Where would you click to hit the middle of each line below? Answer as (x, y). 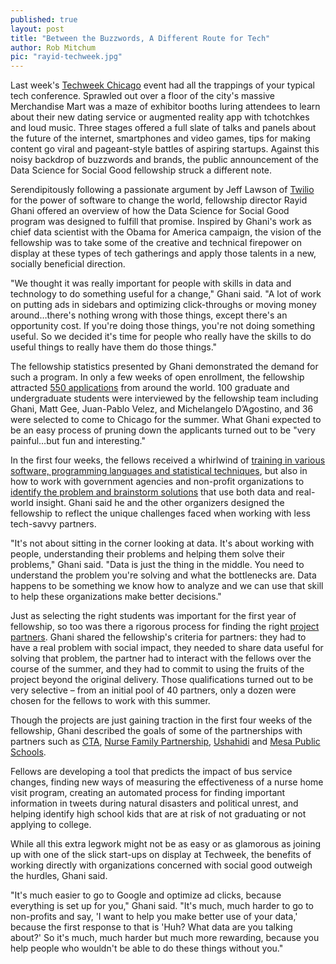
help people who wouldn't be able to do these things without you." (147, 948)
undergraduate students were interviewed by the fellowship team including (164, 398)
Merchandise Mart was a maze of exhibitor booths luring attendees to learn (165, 107)
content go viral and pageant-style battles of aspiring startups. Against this (165, 149)
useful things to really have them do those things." (114, 347)
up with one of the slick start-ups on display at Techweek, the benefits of (161, 855)
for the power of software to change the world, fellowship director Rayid (159, 200)
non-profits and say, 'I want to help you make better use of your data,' (154, 917)
